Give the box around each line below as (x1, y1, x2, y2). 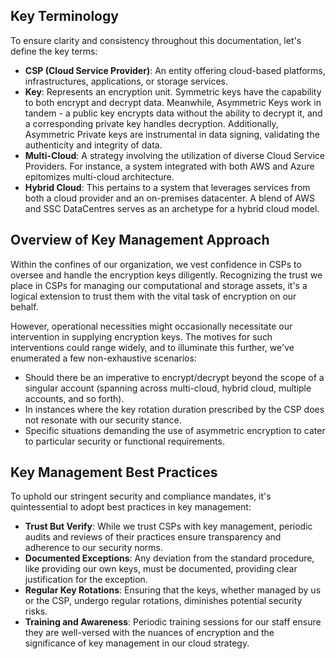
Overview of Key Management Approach (10, 232, 270, 249)
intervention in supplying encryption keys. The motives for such (10, 330, 273, 343)
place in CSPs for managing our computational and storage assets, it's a (10, 279, 308, 291)
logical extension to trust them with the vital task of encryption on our (10, 290, 297, 302)
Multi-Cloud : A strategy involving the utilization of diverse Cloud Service (24, 149, 325, 161)
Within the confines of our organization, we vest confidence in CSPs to (10, 258, 302, 270)
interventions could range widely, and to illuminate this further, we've (10, 341, 295, 353)
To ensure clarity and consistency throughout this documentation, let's (10, 34, 302, 46)
